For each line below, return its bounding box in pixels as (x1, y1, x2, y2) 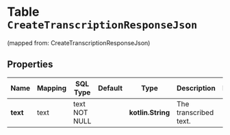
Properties (7, 59, 53, 71)
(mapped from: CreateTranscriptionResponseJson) (7, 38, 151, 47)
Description (177, 83, 216, 93)
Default (98, 83, 123, 93)
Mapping (36, 83, 67, 93)
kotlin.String (129, 108, 170, 117)
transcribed (177, 108, 214, 117)
